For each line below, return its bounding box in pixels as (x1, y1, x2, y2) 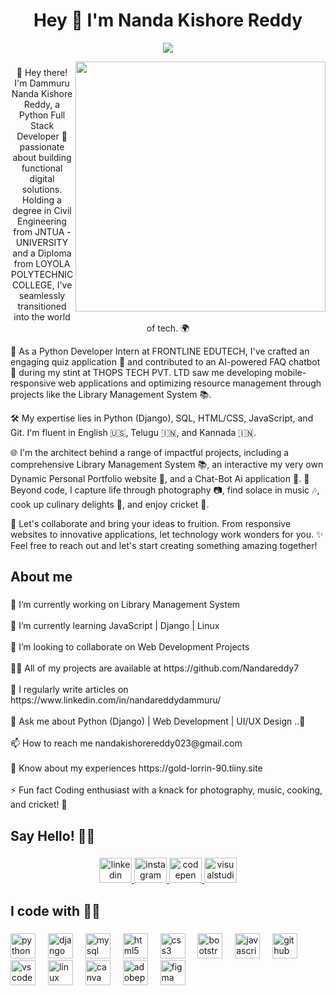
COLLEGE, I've (11, 279, 73, 291)
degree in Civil (12, 204, 72, 216)
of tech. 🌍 (146, 322, 190, 334)
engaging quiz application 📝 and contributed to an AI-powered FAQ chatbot (10, 355, 321, 368)
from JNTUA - (13, 225, 72, 238)
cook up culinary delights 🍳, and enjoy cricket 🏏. (10, 498, 210, 510)
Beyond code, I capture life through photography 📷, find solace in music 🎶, (10, 484, 320, 496)
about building (12, 151, 72, 163)
